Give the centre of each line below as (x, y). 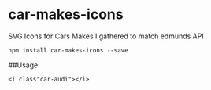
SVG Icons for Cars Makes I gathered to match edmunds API (106, 36)
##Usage (23, 65)
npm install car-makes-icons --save (68, 50)
